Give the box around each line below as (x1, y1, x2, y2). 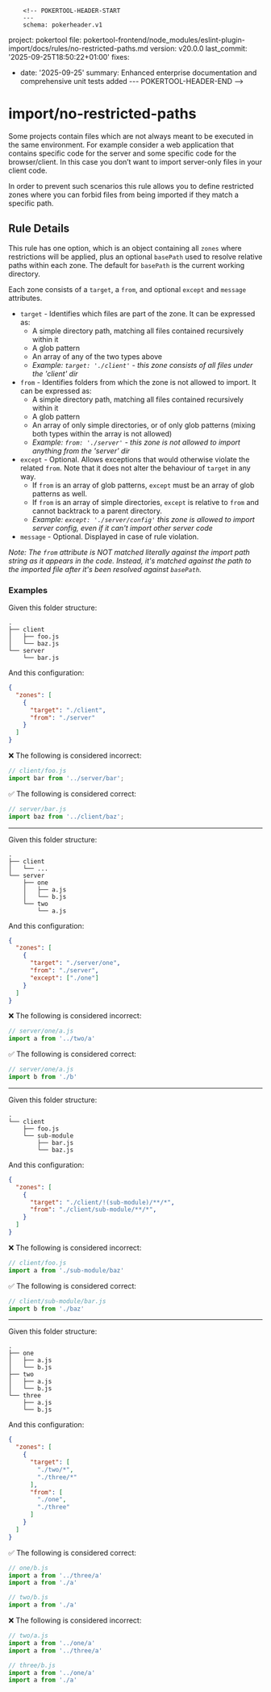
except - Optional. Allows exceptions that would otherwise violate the (19, 454, 250, 464)
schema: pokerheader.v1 (23, 21, 103, 29)
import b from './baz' (8, 1305, 85, 1313)
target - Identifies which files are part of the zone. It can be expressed (19, 308, 256, 318)
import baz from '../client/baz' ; (8, 813, 125, 821)
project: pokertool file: (8, 36, 82, 44)
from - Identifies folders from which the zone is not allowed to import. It (19, 377, 256, 386)
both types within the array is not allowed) (31, 428, 173, 438)
